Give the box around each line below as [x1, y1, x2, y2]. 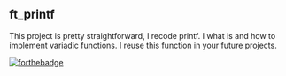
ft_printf [9, 7, 55, 22]
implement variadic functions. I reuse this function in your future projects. [9, 40, 277, 50]
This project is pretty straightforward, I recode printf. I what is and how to [9, 30, 276, 41]
